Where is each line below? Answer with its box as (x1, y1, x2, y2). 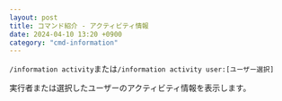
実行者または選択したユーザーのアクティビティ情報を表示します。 (9, 82, 251, 94)
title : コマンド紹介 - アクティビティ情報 (9, 21, 149, 30)
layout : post (9, 13, 58, 22)
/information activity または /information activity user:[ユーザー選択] (9, 63, 275, 74)
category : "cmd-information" (9, 38, 119, 47)
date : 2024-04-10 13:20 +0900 (9, 29, 123, 38)
